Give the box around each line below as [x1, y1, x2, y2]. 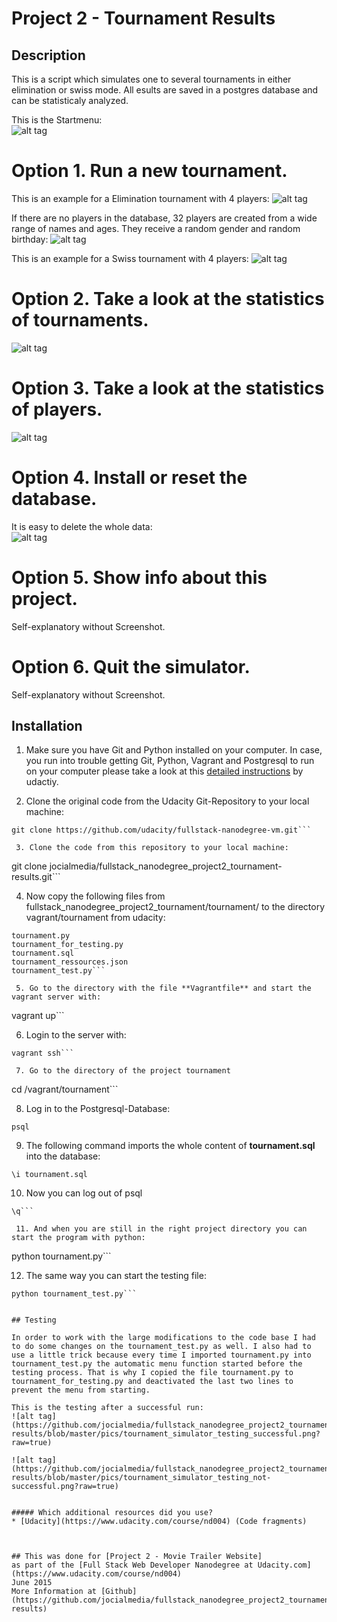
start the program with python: [11, 1233, 146, 1243]
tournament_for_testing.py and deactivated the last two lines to [11, 1377, 294, 1387]
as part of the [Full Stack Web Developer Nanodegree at [11, 1560, 254, 1571]
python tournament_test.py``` [11, 1289, 138, 1299]
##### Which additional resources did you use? [11, 1508, 214, 1518]
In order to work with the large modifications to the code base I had [11, 1333, 316, 1343]
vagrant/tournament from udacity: [25, 912, 166, 924]
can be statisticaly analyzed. [11, 95, 129, 106]
